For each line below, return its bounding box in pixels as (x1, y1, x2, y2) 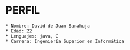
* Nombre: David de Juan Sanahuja (5, 23, 91, 29)
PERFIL (5, 4, 41, 17)
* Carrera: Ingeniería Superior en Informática (5, 38, 125, 44)
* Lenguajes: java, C (5, 33, 59, 39)
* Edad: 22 (5, 28, 32, 34)
